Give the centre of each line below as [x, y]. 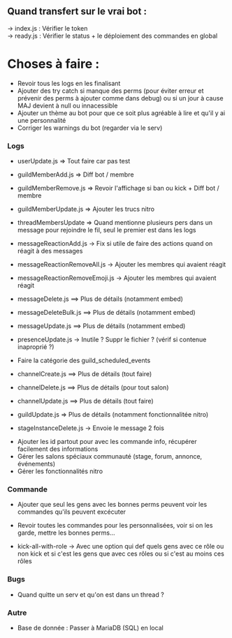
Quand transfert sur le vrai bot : [77, 12]
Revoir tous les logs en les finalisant [69, 83]
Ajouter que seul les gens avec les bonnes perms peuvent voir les [112, 505]
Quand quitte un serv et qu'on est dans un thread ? [90, 594]
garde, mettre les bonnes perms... [66, 533]
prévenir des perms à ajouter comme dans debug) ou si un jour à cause [120, 98]
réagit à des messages [50, 251]
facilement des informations [58, 449]
